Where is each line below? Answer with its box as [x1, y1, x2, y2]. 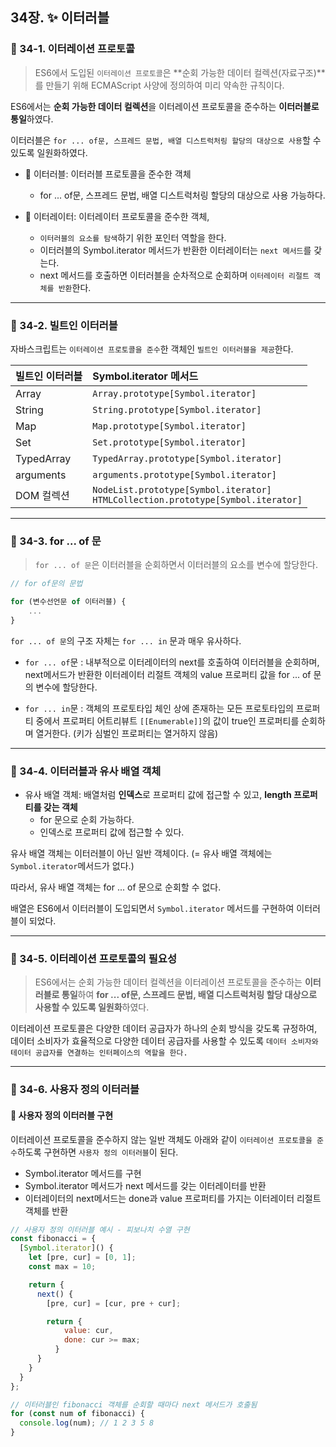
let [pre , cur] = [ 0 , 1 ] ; [28, 1253, 137, 1263]
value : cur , [63, 1326, 114, 1336]
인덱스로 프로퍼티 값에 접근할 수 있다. [39, 826, 185, 838]
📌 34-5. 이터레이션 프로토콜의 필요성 [10, 952, 177, 965]
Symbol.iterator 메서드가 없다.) [10, 860, 135, 872]
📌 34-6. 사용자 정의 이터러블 [10, 1083, 140, 1097]
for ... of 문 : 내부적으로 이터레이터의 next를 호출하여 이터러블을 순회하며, [24, 656, 320, 668]
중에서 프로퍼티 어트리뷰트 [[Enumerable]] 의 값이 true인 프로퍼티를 [35, 714, 300, 727]
